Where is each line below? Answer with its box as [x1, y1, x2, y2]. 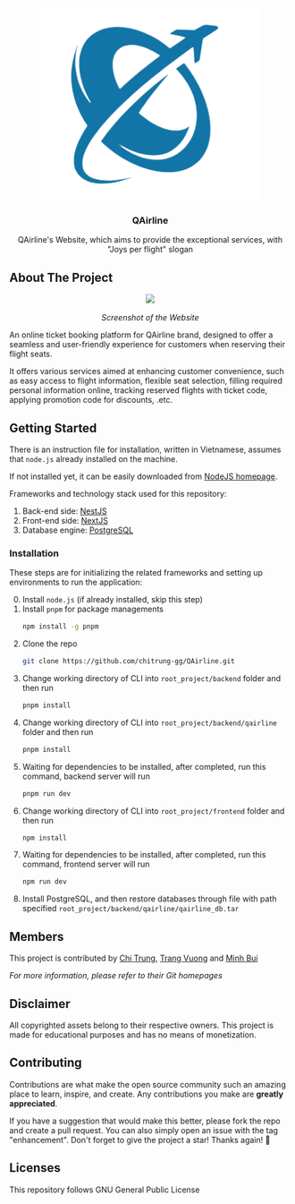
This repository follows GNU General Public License [9, 1184, 200, 1195]
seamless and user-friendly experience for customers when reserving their [9, 339, 286, 350]
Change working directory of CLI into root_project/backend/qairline [21, 717, 277, 728]
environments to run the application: [9, 576, 143, 588]
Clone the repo [21, 638, 78, 649]
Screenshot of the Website [101, 312, 199, 323]
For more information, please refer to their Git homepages [9, 970, 223, 981]
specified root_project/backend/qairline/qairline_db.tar [21, 903, 240, 914]
